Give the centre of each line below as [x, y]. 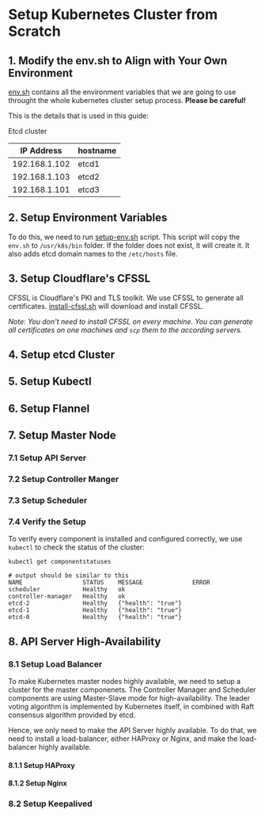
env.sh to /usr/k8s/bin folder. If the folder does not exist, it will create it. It [129, 245]
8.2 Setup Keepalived [50, 804]
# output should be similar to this [68, 576]
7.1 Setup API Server [47, 458]
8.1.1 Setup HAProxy [42, 765]
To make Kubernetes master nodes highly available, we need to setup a [125, 681]
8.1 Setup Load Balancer [55, 664]
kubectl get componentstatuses [60, 562]
